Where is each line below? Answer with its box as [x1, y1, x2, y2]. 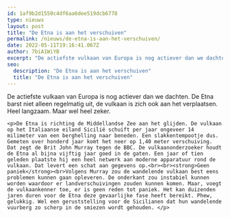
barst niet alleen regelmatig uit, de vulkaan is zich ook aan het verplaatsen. [7, 100, 218, 108]
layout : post [7, 23, 44, 29]
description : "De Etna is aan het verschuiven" [13, 67, 152, 74]
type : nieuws [7, 16, 44, 23]
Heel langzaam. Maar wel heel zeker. [7, 107, 111, 115]
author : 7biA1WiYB [7, 49, 60, 56]
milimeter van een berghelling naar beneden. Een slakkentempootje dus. [7, 132, 219, 139]
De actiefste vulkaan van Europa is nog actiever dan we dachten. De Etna [7, 93, 214, 101]
